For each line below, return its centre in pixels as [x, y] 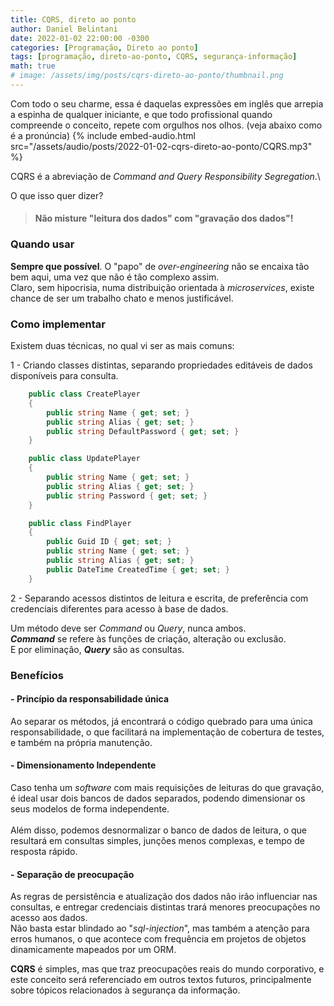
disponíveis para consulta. [64, 376]
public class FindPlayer [80, 523]
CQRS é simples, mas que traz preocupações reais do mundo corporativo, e [167, 969]
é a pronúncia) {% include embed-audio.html [103, 135]
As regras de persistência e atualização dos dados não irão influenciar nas [164, 897]
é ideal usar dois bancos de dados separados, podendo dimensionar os [158, 798]
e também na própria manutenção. [81, 742]
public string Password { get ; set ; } [127, 496]
